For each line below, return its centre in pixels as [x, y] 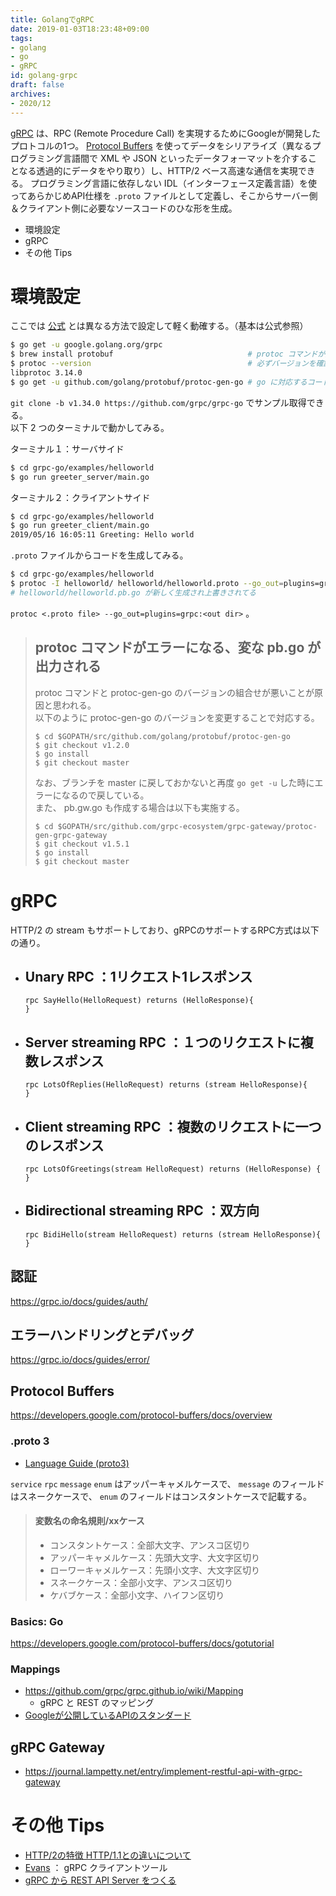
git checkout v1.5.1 [87, 844]
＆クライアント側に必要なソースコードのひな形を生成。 [124, 208]
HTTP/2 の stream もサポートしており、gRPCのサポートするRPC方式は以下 [165, 930]
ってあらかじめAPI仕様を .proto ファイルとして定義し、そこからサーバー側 [164, 195]
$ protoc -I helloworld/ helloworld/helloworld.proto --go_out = [147, 584]
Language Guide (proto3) [77, 1463]
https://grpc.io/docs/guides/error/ [80, 1360]
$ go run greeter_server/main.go [80, 477]
